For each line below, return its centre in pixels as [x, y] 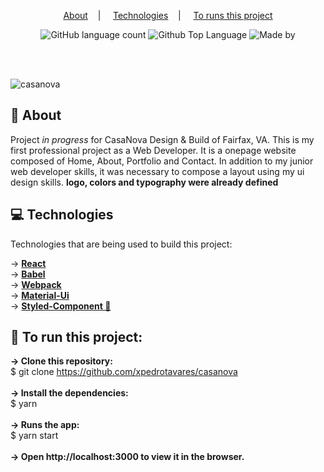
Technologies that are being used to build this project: [121, 244]
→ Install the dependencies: [69, 393]
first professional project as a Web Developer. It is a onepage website [153, 150]
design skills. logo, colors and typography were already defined [144, 182]
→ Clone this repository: [61, 361]
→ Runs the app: [45, 425]
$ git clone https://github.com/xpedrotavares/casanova [124, 372]
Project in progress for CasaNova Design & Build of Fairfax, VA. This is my [162, 139]
